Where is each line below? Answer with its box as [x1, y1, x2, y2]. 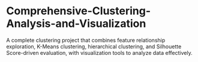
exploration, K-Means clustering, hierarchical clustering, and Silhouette [6, 43, 182, 50]
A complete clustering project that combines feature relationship [6, 36, 166, 44]
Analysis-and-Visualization [6, 17, 146, 30]
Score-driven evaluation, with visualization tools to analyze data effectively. [6, 49, 193, 56]
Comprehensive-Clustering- [6, 4, 151, 18]
